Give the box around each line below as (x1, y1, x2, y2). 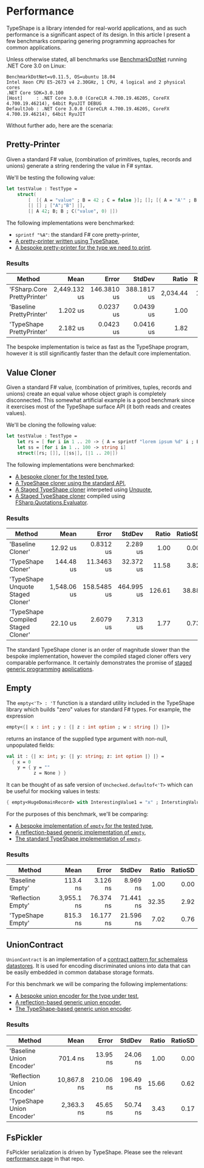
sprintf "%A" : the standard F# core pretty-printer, (15, 231, 140, 239)
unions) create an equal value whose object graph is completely (6, 390, 167, 397)
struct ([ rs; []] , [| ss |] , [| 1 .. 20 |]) (17, 450, 118, 456)
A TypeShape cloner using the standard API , (15, 479, 126, 486)
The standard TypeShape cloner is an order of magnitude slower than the (6, 646, 190, 654)
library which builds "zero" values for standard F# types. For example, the (6, 705, 191, 713)
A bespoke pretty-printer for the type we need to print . (15, 244, 152, 251)
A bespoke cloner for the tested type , (15, 473, 109, 480)
